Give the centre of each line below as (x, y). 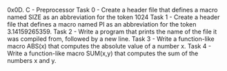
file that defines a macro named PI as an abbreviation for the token (102, 24)
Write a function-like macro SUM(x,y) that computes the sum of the (103, 53)
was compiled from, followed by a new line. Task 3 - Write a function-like (111, 39)
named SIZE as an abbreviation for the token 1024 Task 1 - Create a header (113, 17)
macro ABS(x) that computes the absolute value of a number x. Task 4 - (109, 46)
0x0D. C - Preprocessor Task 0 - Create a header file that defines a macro (112, 10)
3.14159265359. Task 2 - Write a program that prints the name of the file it (112, 31)
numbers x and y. (32, 60)
